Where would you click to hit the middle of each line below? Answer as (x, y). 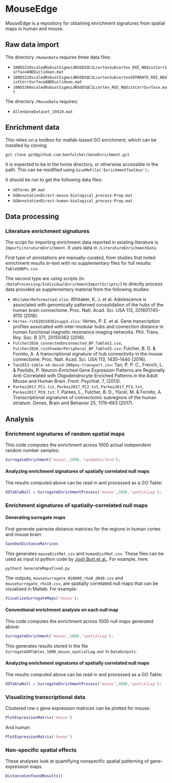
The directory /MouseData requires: (42, 101)
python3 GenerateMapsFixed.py (38, 568)
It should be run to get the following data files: (54, 180)
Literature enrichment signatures (47, 231)
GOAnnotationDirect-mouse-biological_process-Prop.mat (73, 195)
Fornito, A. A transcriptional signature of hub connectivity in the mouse (88, 354)
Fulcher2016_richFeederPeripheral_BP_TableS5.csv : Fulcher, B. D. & (84, 348)
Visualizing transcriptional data (45, 697)
